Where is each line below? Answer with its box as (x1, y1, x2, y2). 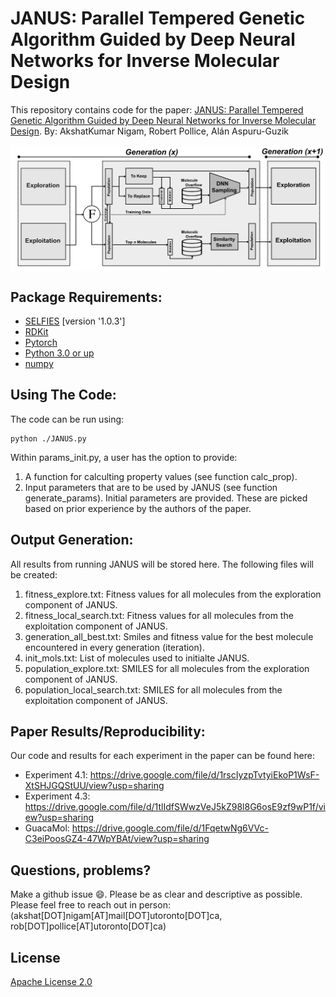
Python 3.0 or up (24, 347, 95, 359)
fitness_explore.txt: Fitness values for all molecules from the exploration (24, 588, 322, 600)
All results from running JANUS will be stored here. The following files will (10, 558, 314, 570)
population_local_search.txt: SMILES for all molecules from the (24, 683, 283, 696)
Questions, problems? (10, 862, 152, 879)
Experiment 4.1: (24, 769, 88, 781)
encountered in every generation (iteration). (24, 641, 205, 653)
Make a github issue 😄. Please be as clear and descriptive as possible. (10, 888, 303, 901)
